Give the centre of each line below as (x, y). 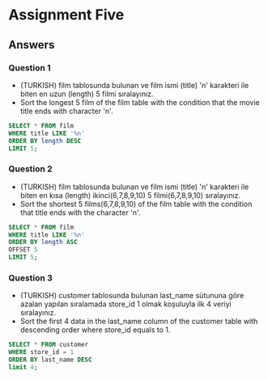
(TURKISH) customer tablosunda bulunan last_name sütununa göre (132, 296)
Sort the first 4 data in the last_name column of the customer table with (139, 322)
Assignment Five (66, 15)
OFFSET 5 (23, 250)
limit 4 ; (23, 367)
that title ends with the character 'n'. (80, 213)
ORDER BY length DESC (45, 141)
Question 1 (30, 68)
